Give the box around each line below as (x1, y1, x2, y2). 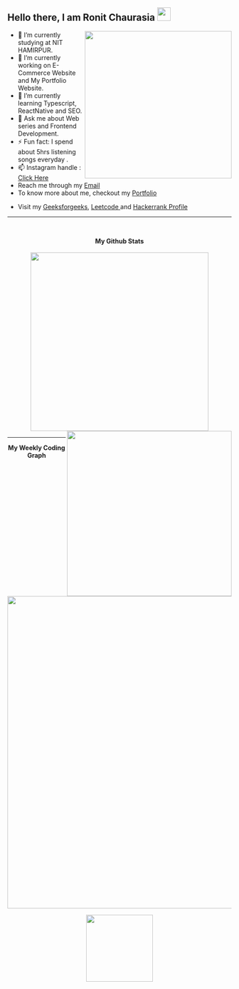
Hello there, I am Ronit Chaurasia (7, 11, 155, 24)
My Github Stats (95, 236, 144, 245)
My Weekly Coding (8, 443, 65, 452)
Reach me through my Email (17, 181, 100, 189)
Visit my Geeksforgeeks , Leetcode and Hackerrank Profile (17, 202, 188, 211)
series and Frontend (17, 121, 77, 130)
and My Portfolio (17, 76, 67, 84)
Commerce (17, 69, 51, 77)
